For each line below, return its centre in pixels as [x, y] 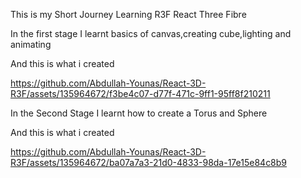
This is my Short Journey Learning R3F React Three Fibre [128, 14]
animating [31, 44]
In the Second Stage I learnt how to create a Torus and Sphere [139, 113]
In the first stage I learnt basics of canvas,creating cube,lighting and [151, 33]
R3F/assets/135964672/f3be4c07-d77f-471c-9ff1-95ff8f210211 [140, 93]
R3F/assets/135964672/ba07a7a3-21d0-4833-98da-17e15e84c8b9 [149, 162]
